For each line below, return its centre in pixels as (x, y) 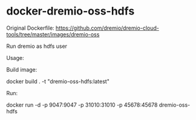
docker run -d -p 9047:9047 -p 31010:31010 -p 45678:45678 (82, 105)
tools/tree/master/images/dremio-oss (53, 34)
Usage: (15, 58)
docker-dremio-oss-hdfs (70, 11)
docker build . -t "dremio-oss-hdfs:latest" (58, 81)
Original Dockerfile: (30, 28)
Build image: (22, 69)
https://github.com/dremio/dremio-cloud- (107, 28)
